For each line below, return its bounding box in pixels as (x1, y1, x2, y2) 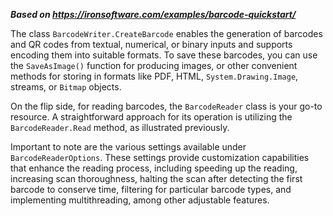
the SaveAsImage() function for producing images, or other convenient (10, 60, 298, 71)
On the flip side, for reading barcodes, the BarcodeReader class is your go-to (10, 100, 323, 112)
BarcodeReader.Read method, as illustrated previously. (10, 122, 230, 133)
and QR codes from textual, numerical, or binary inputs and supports (10, 39, 293, 50)
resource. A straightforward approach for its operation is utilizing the (10, 111, 293, 123)
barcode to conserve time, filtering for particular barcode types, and (10, 184, 292, 195)
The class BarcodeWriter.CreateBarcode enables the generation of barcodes (10, 28, 323, 39)
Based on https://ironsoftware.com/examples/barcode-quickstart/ (10, 9, 297, 20)
